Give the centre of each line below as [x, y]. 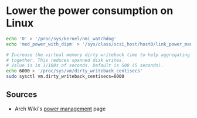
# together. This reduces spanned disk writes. [65, 60]
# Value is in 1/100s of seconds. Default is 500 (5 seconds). [85, 65]
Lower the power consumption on [90, 11]
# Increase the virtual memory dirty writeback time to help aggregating [98, 55]
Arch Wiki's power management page [60, 109]
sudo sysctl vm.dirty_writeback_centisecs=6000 [65, 77]
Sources [22, 95]
